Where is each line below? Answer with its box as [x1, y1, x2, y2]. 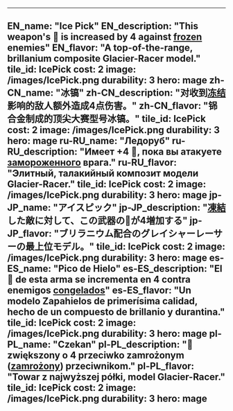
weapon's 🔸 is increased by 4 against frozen [7, 31, 202, 43]
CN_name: [7, 87, 54, 99]
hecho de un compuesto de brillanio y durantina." [7, 306, 225, 318]
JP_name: [7, 202, 51, 213]
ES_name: [7, 263, 52, 274]
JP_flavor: [7, 228, 52, 240]
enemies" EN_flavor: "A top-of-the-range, [7, 42, 193, 54]
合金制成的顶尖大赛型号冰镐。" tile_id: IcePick [7, 113, 206, 125]
